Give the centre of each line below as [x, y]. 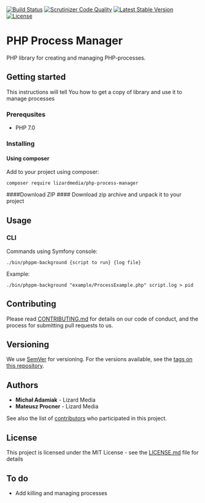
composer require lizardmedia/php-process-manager [72, 183]
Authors [22, 385]
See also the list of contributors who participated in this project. [87, 418]
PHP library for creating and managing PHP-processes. [76, 58]
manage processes [31, 98]
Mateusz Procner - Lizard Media [57, 407]
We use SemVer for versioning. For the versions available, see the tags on [99, 359]
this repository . [25, 366]
